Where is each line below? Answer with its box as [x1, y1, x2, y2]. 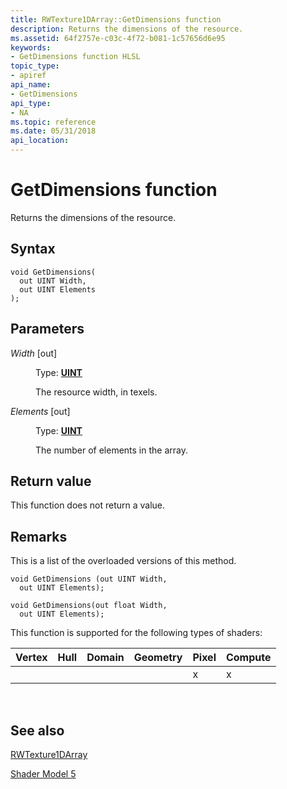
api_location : [10, 136, 70, 146]
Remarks [10, 528, 68, 545]
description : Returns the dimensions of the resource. [10, 24, 244, 34]
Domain [86, 651, 125, 665]
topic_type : [10, 61, 60, 71]
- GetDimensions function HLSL [10, 52, 141, 62]
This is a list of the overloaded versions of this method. [10, 555, 237, 567]
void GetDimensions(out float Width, [10, 601, 168, 611]
